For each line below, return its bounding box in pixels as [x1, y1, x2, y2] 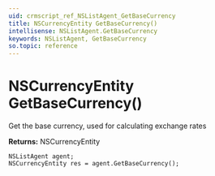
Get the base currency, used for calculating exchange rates [8, 121, 207, 131]
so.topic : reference [8, 42, 79, 50]
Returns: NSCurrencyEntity [8, 137, 101, 147]
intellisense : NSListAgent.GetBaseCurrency [8, 27, 158, 35]
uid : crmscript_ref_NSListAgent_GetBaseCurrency [8, 11, 176, 20]
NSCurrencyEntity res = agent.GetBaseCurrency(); [8, 160, 180, 168]
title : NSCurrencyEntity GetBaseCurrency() [8, 19, 158, 28]
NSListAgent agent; [8, 152, 75, 161]
